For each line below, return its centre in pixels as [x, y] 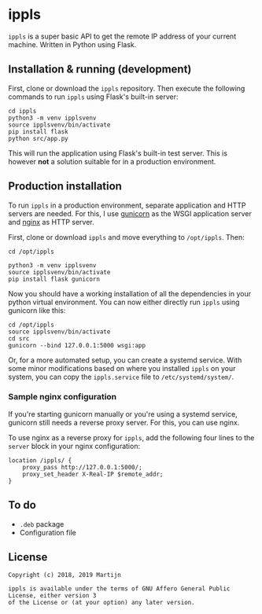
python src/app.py [38, 138]
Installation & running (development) [100, 70]
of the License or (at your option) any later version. [101, 603]
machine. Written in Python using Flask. [72, 44]
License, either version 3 [52, 596]
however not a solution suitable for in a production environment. [112, 161]
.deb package [42, 524]
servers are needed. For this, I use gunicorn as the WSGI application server [130, 213]
